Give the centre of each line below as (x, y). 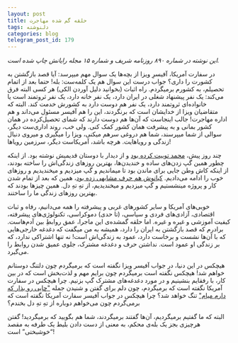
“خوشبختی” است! (31, 332)
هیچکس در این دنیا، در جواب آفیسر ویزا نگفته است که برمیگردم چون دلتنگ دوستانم (116, 265)
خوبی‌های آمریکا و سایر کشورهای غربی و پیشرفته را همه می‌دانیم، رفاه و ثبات (109, 207)
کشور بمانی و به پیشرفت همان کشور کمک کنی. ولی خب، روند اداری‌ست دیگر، (110, 127)
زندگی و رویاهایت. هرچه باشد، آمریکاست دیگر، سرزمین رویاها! (89, 141)
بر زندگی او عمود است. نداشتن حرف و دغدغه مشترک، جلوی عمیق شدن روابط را (114, 244)
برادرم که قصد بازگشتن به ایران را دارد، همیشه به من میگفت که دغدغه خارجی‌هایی (115, 229)
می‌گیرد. (18, 252)
